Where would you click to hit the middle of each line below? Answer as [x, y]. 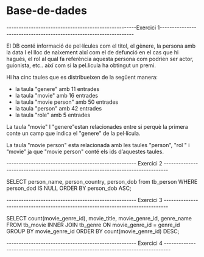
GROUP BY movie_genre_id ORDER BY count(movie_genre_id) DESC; [93, 231]
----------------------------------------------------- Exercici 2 [84, 163]
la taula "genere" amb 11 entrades [57, 89]
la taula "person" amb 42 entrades [58, 108]
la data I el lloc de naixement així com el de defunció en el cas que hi [93, 52]
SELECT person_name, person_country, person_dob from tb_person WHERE [102, 181]
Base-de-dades [47, 11]
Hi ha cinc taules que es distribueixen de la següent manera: [82, 77]
